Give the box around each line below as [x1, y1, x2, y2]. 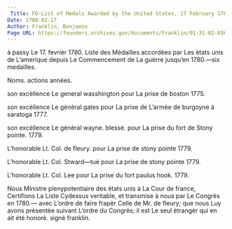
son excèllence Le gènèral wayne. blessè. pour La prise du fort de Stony [7, 123, 213, 132]
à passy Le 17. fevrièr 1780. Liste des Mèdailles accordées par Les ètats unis [7, 48, 224, 57]
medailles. [7, 63, 37, 71]
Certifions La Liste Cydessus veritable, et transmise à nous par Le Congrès [7, 192, 220, 200]
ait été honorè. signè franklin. [7, 214, 91, 222]
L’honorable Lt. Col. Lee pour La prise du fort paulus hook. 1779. [7, 171, 190, 179]
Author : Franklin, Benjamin [7, 23, 88, 30]
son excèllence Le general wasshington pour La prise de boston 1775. [7, 90, 206, 98]
